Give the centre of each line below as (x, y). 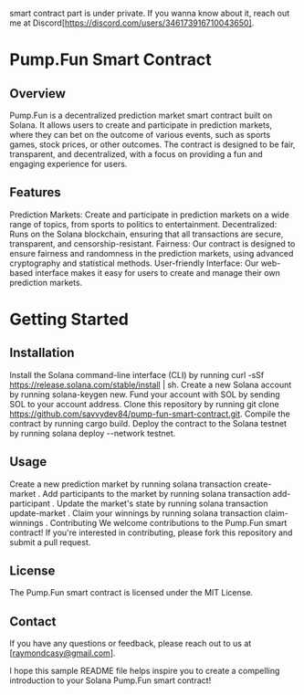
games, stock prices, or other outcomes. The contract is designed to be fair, (152, 144)
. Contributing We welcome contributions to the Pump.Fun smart (166, 522)
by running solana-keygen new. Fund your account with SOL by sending (145, 394)
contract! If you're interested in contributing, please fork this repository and (151, 532)
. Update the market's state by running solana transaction (160, 503)
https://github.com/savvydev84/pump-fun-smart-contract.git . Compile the (150, 414)
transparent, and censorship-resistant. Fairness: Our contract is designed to (152, 243)
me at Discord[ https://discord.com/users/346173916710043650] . (132, 23)
